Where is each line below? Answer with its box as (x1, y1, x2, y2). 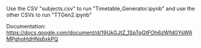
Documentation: (6, 23, 46, 30)
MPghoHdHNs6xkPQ (6, 36, 58, 42)
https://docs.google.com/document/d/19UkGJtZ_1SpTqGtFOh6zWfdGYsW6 (6, 29, 193, 36)
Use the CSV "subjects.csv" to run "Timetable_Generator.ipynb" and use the (6, 5, 196, 12)
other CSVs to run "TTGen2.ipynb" (6, 11, 92, 18)
